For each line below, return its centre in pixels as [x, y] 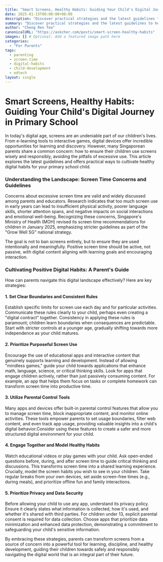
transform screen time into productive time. [48, 386]
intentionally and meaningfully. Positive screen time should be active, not [78, 247]
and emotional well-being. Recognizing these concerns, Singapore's [73, 217]
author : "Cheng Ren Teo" [30, 28]
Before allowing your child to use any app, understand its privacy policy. [77, 504]
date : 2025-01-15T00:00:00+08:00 [39, 14]
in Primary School [42, 122]
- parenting [22, 55]
